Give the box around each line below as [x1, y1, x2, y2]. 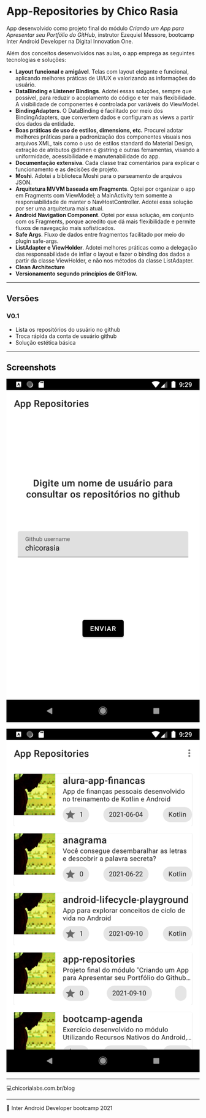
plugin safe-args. [15, 237, 59, 245]
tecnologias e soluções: [6, 56, 66, 63]
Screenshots [6, 362, 56, 373]
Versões [6, 293, 39, 304]
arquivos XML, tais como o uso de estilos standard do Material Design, [15, 139, 194, 147]
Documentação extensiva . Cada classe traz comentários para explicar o [15, 159, 200, 166]
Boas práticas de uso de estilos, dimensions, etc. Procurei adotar [15, 126, 184, 134]
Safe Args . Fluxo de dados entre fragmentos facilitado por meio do [15, 231, 185, 238]
